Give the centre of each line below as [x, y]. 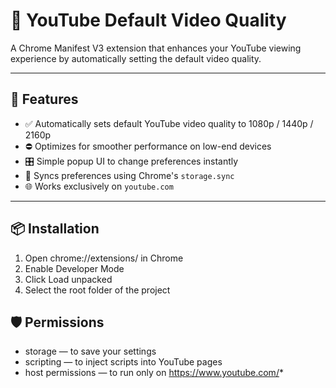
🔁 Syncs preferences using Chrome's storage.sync [129, 175]
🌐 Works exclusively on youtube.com [99, 186]
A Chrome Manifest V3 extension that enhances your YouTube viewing [156, 48]
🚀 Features [44, 99]
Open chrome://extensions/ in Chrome [104, 258]
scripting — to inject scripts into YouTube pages [123, 362]
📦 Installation [55, 229]
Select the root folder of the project [97, 290]
